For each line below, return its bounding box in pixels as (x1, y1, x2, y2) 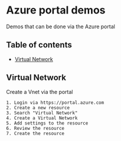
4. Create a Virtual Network (6, 115, 78, 121)
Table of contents (6, 40, 72, 50)
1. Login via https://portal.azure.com (6, 99, 104, 106)
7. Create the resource (6, 130, 65, 136)
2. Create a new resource (6, 105, 70, 110)
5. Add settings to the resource (6, 120, 89, 126)
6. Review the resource (6, 125, 65, 131)
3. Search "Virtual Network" (6, 110, 78, 116)
